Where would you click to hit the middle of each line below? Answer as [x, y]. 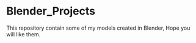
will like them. [24, 34]
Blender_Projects [51, 11]
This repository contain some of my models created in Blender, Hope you [98, 28]
